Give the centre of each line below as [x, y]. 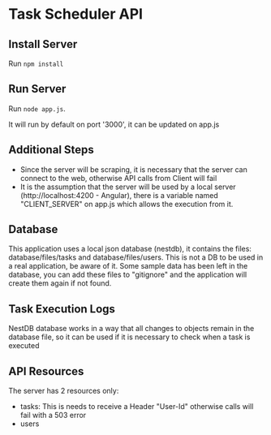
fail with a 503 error [53, 416]
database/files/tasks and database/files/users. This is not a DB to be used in [136, 257]
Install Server [43, 44]
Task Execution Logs [62, 309]
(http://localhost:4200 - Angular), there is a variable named [119, 195]
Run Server [37, 89]
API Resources [46, 371]
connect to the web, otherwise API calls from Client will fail [118, 178]
